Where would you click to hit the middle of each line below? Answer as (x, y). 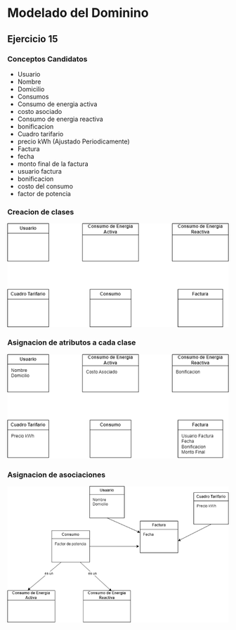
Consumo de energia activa (57, 104)
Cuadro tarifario (40, 134)
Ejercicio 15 (33, 39)
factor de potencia (44, 193)
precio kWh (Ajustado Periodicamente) (73, 141)
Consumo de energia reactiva (60, 119)
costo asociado (40, 111)
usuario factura (39, 171)
